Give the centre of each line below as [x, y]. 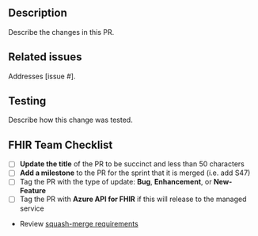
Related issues [45, 57]
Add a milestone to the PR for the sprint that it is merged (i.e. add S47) [135, 173]
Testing [27, 101]
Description [38, 13]
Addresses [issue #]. [42, 76]
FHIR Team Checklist [61, 145]
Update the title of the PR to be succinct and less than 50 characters [132, 164]
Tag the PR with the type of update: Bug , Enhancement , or [116, 182]
